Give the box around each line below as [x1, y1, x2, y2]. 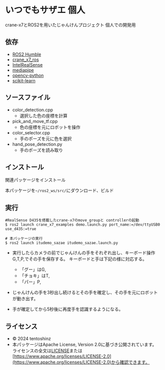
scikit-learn [12, 77, 36, 83]
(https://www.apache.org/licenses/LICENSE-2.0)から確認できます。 [12, 359, 150, 365]
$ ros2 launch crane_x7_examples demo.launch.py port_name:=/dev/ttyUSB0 [5, 222, 161, 227]
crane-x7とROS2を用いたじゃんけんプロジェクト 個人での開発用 [5, 22, 136, 28]
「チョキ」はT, [19, 273, 50, 279]
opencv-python [12, 72, 44, 78]
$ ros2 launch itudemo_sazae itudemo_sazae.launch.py [5, 241, 119, 246]
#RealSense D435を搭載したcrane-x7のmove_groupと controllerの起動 [5, 218, 139, 223]
